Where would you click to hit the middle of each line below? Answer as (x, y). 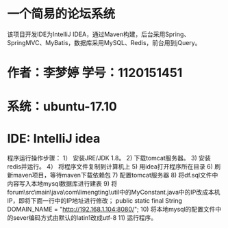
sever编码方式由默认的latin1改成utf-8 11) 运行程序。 (85, 218)
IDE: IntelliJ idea (54, 138)
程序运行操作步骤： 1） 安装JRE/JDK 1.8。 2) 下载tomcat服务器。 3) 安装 (109, 158)
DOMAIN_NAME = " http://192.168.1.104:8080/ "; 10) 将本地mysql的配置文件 (111, 210)
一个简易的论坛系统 (61, 14)
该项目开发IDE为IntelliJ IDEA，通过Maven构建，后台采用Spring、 (99, 34)
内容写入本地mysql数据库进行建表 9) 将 (62, 184)
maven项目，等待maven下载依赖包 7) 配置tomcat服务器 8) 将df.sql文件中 (115, 175)
